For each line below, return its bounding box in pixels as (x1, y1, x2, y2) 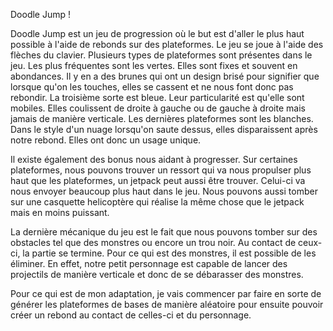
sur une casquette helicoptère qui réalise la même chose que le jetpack (10, 196, 305, 208)
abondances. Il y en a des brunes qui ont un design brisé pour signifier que (10, 70, 320, 82)
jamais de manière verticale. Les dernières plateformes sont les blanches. (10, 113, 314, 124)
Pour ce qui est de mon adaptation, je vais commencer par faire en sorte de (10, 288, 322, 299)
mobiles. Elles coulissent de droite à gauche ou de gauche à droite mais (10, 102, 306, 114)
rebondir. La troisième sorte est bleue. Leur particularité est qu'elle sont (10, 92, 305, 103)
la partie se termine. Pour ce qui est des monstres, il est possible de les (22, 247, 317, 259)
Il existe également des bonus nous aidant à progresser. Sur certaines (10, 154, 298, 165)
